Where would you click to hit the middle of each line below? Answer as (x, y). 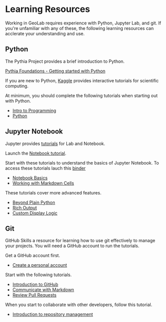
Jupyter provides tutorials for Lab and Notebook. (55, 144)
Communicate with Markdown (43, 290)
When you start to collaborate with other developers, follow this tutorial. (79, 305)
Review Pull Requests (34, 295)
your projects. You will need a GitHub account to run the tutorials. (72, 246)
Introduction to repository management (53, 315)
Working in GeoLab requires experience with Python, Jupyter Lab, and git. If (83, 23)
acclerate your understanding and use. (45, 33)
